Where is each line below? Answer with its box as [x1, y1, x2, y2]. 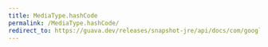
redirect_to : [8, 26, 52, 34]
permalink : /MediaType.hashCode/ [8, 19, 120, 27]
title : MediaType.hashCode [8, 11, 98, 20]
